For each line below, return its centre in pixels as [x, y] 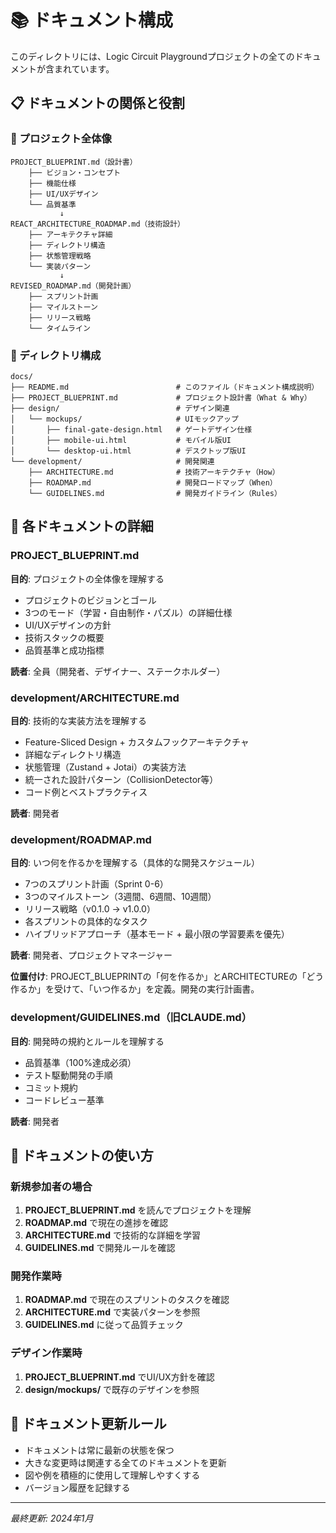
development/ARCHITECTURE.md [95, 698]
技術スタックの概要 [64, 637]
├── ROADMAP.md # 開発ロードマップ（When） [153, 482]
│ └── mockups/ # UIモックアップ [124, 419]
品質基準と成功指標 [64, 650]
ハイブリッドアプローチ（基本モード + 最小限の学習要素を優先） [157, 934]
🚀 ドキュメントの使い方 [82, 1155]
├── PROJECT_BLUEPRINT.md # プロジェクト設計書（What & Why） [161, 397]
